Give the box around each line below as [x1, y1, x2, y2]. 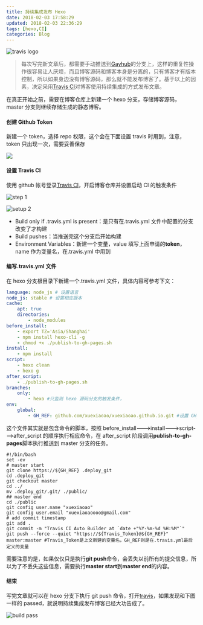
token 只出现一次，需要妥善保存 [6, 140, 86, 148]
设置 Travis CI [6, 167, 41, 174]
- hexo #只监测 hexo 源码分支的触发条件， [28, 396, 125, 402]
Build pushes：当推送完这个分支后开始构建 [14, 232, 122, 240]
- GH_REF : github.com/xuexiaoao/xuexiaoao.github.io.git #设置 [28, 412, 189, 418]
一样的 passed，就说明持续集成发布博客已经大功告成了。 [6, 600, 148, 607]
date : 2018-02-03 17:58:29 [6, 14, 74, 21]
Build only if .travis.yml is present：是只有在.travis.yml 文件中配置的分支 [14, 217, 194, 225]
